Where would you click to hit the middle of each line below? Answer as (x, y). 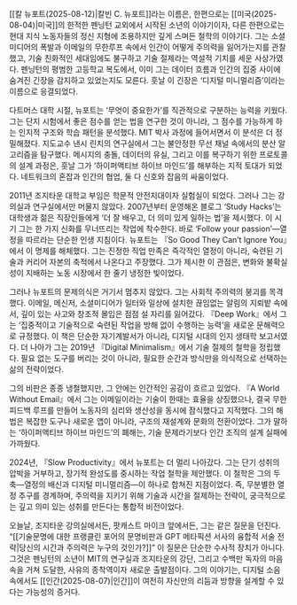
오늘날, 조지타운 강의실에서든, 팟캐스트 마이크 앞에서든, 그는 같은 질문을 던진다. (145, 525)
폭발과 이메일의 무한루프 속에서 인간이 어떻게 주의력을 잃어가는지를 (155, 47)
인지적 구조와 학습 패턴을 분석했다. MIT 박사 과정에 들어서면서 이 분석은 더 (146, 132)
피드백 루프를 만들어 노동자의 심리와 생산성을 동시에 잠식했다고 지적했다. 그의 (142, 410)
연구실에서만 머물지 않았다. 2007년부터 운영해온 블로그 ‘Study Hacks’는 (157, 206)
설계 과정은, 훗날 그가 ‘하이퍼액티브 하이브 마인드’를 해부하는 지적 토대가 (142, 166)
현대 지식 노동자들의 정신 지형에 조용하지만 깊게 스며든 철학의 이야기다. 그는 (139, 36)
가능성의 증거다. (53, 592)
